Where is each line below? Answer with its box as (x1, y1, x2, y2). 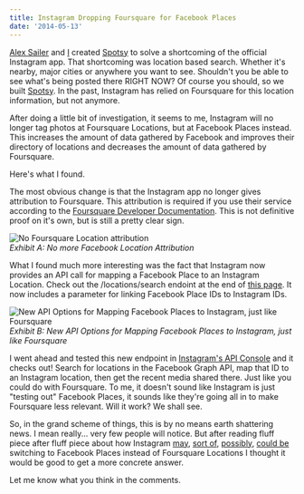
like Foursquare (9, 334, 68, 345)
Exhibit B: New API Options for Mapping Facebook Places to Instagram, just (9, 325, 292, 336)
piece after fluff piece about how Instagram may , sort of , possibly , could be (9, 437, 290, 449)
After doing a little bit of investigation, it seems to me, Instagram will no (9, 112, 274, 123)
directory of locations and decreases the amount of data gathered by (9, 141, 267, 152)
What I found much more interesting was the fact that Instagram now (9, 259, 266, 270)
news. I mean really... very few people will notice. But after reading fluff (9, 428, 275, 439)
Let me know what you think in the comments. (9, 474, 181, 485)
